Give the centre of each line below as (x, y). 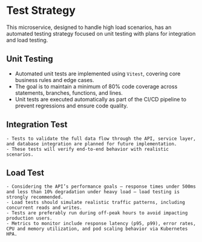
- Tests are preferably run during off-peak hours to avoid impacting (97, 213)
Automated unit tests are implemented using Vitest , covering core (98, 74)
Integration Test (37, 125)
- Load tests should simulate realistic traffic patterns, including (96, 203)
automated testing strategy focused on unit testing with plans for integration (101, 33)
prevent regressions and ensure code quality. (71, 106)
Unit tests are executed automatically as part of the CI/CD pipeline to (100, 99)
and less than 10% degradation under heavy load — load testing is (93, 192)
